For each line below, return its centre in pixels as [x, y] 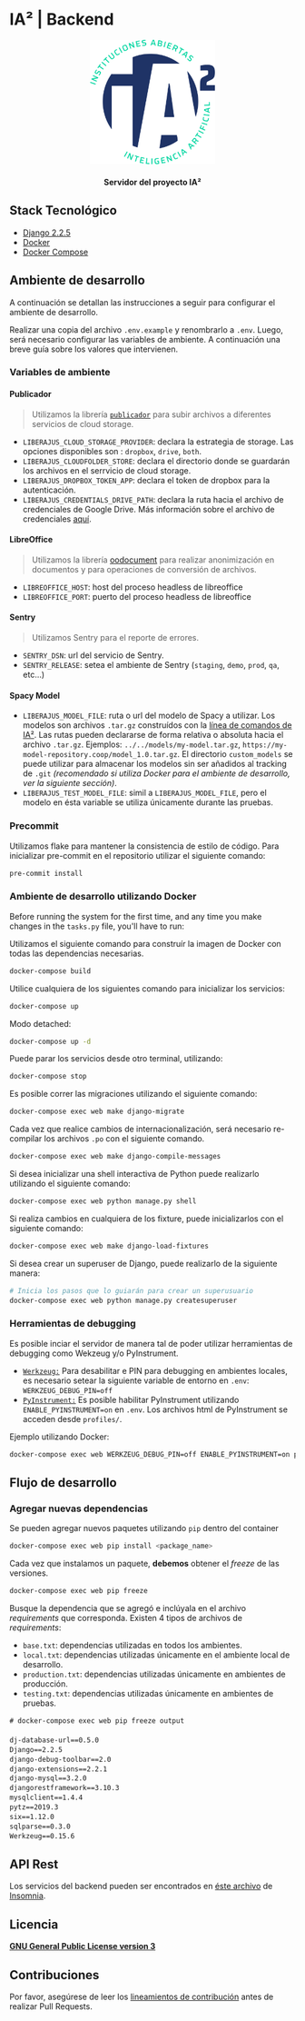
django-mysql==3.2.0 [49, 1778]
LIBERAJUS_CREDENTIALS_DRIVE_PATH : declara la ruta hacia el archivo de [153, 499]
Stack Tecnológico [64, 210]
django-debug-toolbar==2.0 [60, 1759]
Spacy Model [35, 695]
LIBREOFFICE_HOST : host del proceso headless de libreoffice [133, 587]
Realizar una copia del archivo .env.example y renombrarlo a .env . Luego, [147, 329]
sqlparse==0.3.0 [40, 1827]
